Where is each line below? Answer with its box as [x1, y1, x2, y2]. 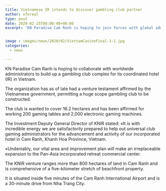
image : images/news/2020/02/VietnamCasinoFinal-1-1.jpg [5, 39, 125, 44]
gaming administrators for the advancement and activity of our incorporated [5, 131, 160, 137]
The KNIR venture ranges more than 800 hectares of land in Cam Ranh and [5, 160, 158, 166]
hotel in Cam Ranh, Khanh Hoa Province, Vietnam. [5, 136, 107, 142]
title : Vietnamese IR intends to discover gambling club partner [5, 7, 142, 12]
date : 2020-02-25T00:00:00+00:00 [5, 21, 74, 26]
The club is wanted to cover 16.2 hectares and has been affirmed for [5, 105, 144, 111]
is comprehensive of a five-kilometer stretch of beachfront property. [5, 165, 144, 171]
